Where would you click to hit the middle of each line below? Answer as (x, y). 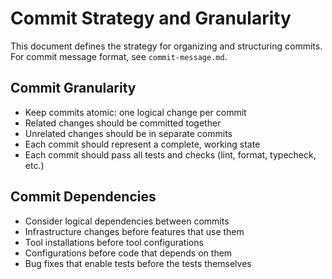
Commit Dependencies (83, 197)
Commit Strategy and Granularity (151, 18)
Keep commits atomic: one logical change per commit (135, 112)
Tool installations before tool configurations (114, 242)
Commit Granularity (73, 88)
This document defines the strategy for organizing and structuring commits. (166, 46)
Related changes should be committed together (123, 123)
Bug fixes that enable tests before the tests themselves (138, 263)
